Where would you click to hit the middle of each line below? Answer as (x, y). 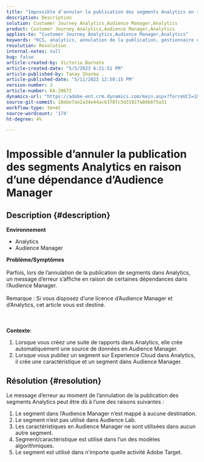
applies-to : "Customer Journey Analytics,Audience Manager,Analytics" (97, 35)
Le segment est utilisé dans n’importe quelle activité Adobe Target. (99, 452)
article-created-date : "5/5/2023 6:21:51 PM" (65, 68)
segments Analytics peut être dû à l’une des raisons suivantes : (85, 402)
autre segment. (34, 433)
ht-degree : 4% (24, 119)
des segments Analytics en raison (94, 167)
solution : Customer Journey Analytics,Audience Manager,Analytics (92, 23)
